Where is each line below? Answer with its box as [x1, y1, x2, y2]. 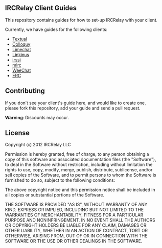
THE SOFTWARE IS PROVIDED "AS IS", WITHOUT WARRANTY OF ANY [5, 201, 148, 208]
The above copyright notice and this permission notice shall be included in [5, 187, 155, 193]
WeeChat [12, 67, 31, 73]
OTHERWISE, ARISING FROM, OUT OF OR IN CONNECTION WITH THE [5, 233, 148, 239]
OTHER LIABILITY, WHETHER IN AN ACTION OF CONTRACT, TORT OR [5, 228, 148, 234]
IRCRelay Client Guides [5, 4, 77, 12]
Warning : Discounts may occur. [5, 114, 69, 120]
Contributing [5, 87, 45, 95]
